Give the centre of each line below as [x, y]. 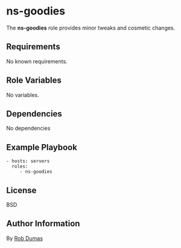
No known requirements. [37, 61]
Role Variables [34, 81]
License [21, 190]
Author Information [43, 224]
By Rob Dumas [25, 238]
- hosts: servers [28, 161]
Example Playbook [42, 147]
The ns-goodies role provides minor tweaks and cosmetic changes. [91, 28]
